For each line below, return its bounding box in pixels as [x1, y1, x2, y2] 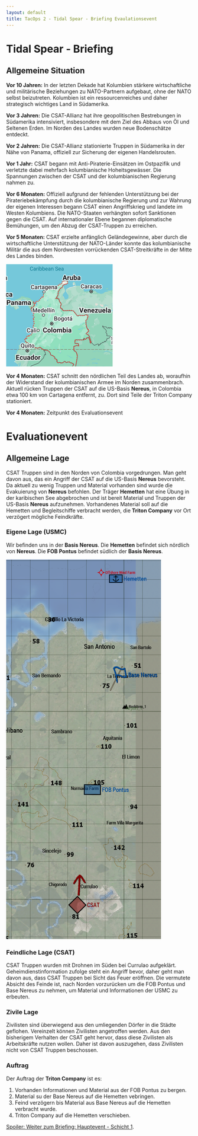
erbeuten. [6, 993, 30, 1000]
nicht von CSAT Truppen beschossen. [6, 1046, 99, 1054]
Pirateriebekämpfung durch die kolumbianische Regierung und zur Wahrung [6, 196, 191, 204]
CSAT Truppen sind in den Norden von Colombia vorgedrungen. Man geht [6, 469, 187, 476]
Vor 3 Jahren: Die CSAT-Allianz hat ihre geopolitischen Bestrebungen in [6, 111, 181, 119]
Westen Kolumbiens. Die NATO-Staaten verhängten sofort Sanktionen [6, 209, 176, 216]
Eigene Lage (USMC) [6, 528, 67, 536]
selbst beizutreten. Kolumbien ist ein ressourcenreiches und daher [6, 94, 168, 101]
